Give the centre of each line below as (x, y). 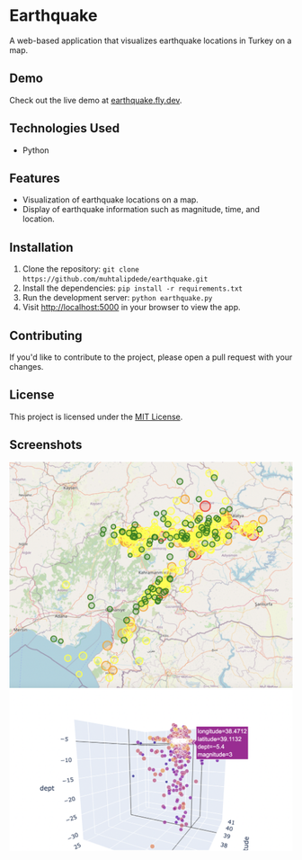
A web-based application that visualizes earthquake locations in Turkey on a (151, 40)
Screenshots (46, 445)
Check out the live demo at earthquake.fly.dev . (96, 100)
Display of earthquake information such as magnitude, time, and (141, 210)
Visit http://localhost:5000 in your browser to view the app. (131, 308)
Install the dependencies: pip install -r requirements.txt (132, 288)
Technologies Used (64, 128)
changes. (27, 367)
